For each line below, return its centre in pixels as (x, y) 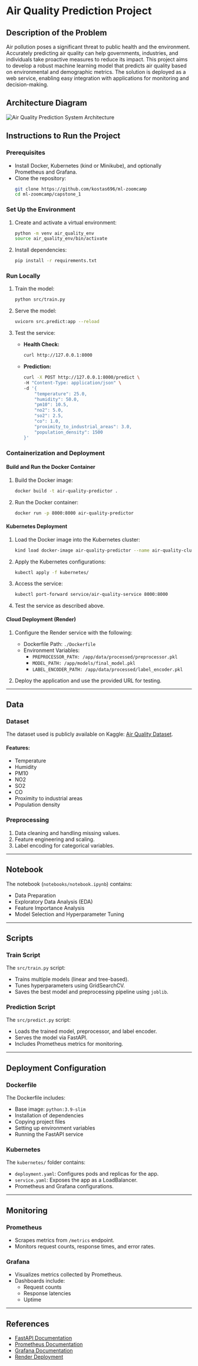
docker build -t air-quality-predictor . (66, 491)
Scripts (20, 938)
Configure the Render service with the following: (73, 633)
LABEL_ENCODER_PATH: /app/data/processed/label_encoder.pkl (108, 669)
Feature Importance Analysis (49, 908)
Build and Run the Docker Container (51, 467)
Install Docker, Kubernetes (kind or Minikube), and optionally (88, 165)
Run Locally (23, 276)
